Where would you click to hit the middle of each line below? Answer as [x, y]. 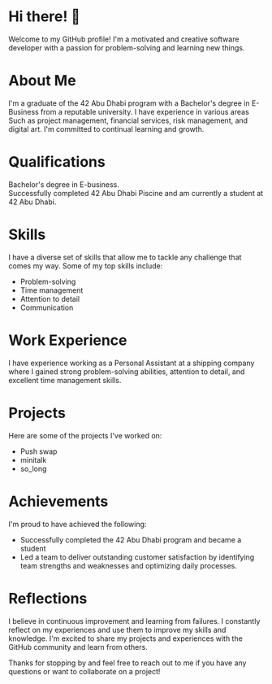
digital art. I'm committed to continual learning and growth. [106, 129]
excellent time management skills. [65, 380]
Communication [47, 307]
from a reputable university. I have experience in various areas [145, 111]
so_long [33, 468]
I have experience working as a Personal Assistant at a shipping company [132, 363]
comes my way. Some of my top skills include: [86, 266]
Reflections [48, 598]
